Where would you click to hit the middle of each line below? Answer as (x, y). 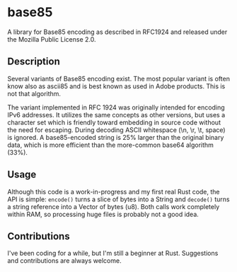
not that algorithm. (34, 93)
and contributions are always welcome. (64, 261)
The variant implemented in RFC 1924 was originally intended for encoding (116, 107)
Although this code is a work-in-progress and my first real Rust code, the (114, 191)
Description (34, 62)
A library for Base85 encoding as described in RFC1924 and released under (117, 32)
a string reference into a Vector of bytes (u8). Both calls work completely (114, 206)
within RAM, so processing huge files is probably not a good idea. (103, 214)
